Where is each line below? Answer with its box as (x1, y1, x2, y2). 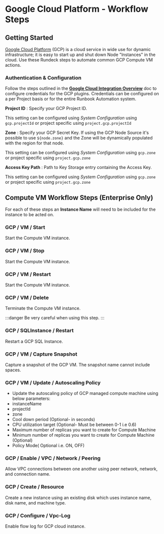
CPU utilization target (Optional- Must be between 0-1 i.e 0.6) (12, 422, 137, 428)
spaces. (5, 367, 21, 373)
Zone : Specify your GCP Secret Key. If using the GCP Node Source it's (5, 130, 149, 136)
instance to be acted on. (5, 212, 55, 218)
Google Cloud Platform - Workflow (5, 3, 148, 15)
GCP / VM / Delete (5, 294, 49, 301)
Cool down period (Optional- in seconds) (12, 417, 95, 422)
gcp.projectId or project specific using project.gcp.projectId (5, 120, 132, 126)
